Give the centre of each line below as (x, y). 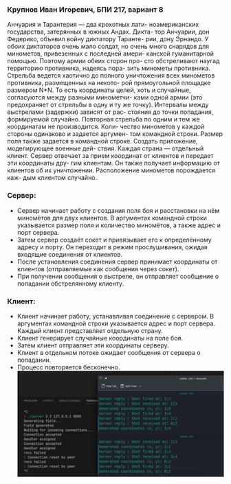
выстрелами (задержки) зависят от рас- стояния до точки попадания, (110, 112)
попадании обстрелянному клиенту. (70, 284)
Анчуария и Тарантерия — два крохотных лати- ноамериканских (103, 25)
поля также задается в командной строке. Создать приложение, (102, 141)
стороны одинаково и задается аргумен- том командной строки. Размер (115, 134)
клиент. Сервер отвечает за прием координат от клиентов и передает (111, 156)
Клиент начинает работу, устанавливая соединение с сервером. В (115, 316)
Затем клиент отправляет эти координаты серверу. (93, 345)
